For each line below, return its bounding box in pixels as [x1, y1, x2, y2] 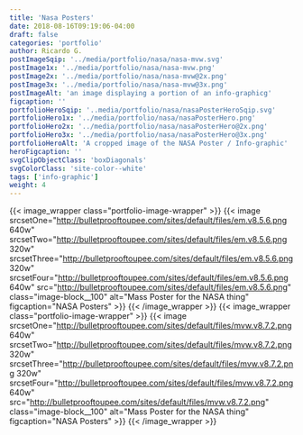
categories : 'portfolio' [9, 38, 103, 48]
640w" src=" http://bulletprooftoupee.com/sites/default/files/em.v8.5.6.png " [9, 282, 291, 293]
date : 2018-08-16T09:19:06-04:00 [9, 22, 135, 31]
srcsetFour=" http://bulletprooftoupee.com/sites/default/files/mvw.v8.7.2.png [9, 377, 294, 388]
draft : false [9, 30, 59, 39]
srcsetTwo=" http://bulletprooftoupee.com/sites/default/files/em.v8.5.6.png [9, 234, 288, 245]
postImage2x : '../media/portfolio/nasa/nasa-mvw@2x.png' [9, 72, 228, 81]
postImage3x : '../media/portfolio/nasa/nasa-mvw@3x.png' [9, 80, 228, 89]
